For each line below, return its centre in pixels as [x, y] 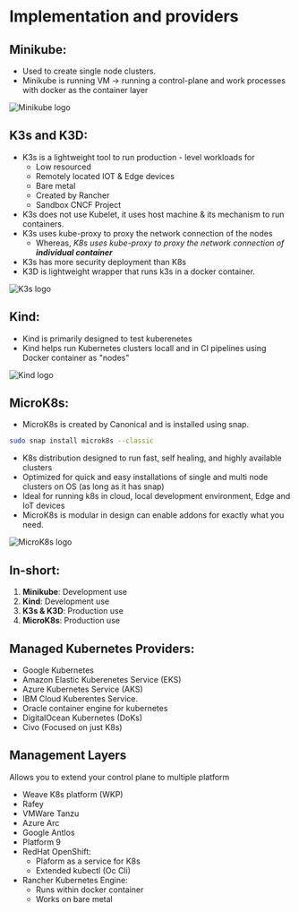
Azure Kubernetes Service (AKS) [82, 689]
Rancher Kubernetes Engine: [75, 880]
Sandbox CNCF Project [78, 204]
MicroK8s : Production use [71, 621]
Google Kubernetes [58, 670]
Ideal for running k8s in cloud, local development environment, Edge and [156, 496]
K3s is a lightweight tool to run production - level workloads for [138, 157]
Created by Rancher [73, 195]
